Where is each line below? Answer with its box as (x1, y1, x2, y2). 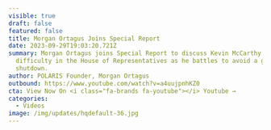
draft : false (8, 19, 52, 27)
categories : (8, 94, 48, 103)
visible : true (8, 11, 56, 20)
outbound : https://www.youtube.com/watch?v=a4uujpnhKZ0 (8, 79, 200, 87)
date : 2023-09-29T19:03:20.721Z (8, 42, 117, 50)
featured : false (8, 27, 63, 35)
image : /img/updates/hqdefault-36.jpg (8, 110, 139, 118)
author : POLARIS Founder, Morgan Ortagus (8, 72, 150, 80)
